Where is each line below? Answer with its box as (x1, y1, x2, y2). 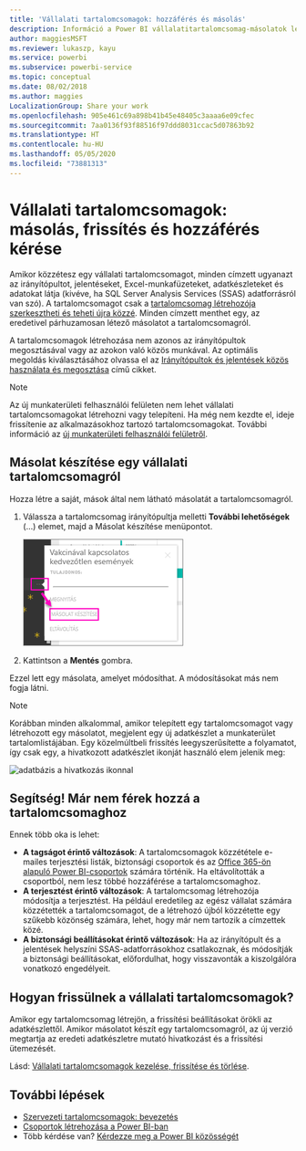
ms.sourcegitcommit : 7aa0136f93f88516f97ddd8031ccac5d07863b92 (9, 120, 255, 130)
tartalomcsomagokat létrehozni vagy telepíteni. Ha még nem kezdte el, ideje (9, 409, 295, 420)
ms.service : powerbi (9, 53, 88, 63)
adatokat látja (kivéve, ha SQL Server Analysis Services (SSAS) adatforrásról (9, 288, 296, 298)
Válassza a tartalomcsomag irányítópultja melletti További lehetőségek (22, 511, 290, 522)
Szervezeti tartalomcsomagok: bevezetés (22, 1111, 178, 1122)
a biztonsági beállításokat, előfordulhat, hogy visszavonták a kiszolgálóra (22, 954, 297, 965)
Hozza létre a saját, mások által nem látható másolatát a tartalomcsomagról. (9, 493, 294, 504)
